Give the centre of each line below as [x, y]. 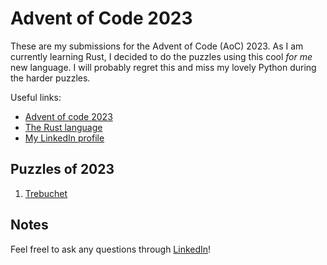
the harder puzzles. [50, 78]
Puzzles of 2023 [62, 169]
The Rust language [63, 127]
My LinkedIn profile [64, 138]
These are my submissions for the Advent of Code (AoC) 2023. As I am [157, 46]
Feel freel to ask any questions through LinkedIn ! [111, 249]
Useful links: [36, 97]
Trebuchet [46, 193]
